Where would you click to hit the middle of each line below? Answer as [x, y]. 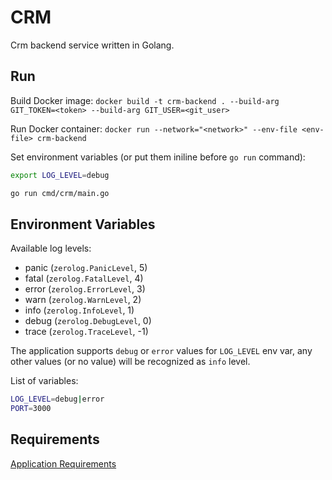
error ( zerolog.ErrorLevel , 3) [85, 289]
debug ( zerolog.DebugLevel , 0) [88, 321]
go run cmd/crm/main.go [60, 193]
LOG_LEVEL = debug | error [57, 399]
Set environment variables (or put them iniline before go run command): [158, 157]
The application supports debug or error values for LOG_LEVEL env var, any [161, 351]
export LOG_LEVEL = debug [60, 175]
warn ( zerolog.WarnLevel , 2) [83, 300]
